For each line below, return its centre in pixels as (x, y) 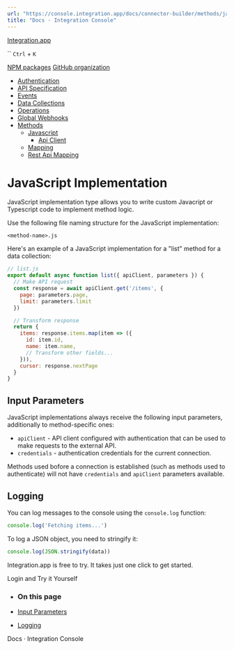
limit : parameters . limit (56, 301)
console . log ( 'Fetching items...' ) (57, 525)
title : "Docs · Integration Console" (62, 20)
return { (26, 327)
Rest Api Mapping (53, 155)
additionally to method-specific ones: (61, 425)
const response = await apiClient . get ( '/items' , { (88, 289)
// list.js (23, 269)
